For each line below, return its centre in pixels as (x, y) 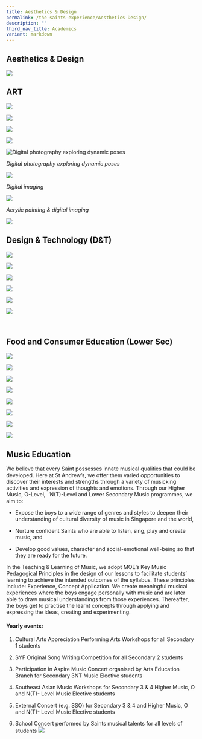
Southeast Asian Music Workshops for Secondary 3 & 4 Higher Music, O (105, 688)
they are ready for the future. (51, 555)
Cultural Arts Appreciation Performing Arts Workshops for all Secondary (104, 639)
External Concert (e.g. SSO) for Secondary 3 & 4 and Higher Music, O (101, 706)
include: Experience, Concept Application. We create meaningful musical (97, 587)
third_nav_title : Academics (42, 29)
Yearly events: (25, 626)
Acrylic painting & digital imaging (48, 210)
